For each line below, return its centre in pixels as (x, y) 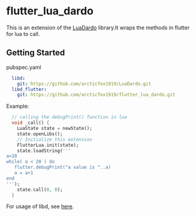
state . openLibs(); (40, 134)
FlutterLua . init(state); (48, 145)
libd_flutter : (29, 89)
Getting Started (36, 53)
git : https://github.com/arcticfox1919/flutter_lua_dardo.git (96, 95)
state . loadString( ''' (44, 151)
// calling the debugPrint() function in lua (70, 117)
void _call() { (31, 123)
